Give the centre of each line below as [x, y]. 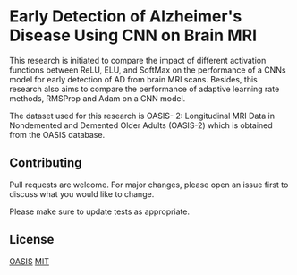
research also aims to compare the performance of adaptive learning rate [144, 89]
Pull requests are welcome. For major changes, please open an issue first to [149, 185]
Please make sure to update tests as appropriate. [100, 211]
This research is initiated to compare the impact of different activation [138, 60]
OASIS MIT [30, 261]
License [32, 240]
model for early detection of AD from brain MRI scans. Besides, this [133, 79]
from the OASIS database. [57, 134]
